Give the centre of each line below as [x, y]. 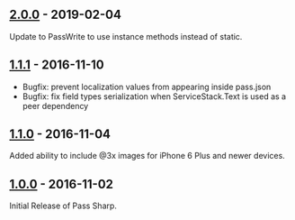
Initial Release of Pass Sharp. [63, 206]
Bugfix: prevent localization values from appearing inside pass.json [147, 87]
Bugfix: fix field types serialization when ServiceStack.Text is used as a [154, 96]
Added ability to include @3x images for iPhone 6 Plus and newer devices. [147, 156]
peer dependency [55, 105]
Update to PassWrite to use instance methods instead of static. [126, 36]
